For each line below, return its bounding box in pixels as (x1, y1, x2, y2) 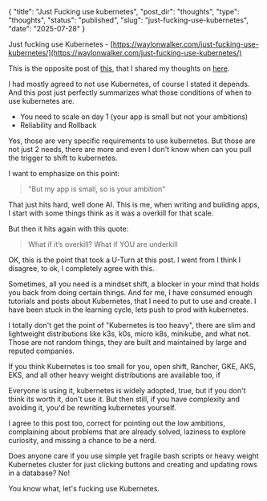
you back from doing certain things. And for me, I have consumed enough (8, 288, 253, 297)
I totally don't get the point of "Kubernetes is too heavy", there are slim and (8, 321, 256, 330)
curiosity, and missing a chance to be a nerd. (8, 436, 157, 445)
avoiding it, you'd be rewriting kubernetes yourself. (8, 403, 176, 413)
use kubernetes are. (8, 97, 75, 105)
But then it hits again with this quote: (8, 224, 129, 233)
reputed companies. (8, 346, 75, 355)
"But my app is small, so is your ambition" (27, 184, 166, 194)
